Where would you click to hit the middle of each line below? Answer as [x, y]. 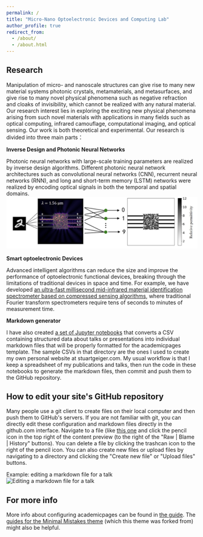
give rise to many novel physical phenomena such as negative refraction [97, 98]
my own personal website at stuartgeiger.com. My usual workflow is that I [98, 358]
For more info [32, 500]
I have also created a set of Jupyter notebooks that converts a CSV [90, 332]
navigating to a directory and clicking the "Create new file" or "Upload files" [101, 456]
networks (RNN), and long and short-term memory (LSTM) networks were [98, 180]
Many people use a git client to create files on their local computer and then [101, 411]
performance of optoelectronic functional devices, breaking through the [96, 276]
